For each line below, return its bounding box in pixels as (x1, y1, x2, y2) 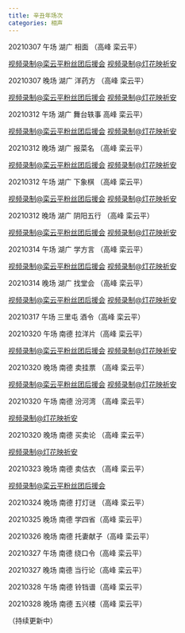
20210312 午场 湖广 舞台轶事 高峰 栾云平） (8, 109, 148, 119)
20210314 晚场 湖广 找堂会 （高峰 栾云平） (8, 278, 148, 288)
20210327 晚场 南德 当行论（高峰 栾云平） (8, 565, 147, 574)
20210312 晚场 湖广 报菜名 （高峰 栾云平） (8, 143, 148, 152)
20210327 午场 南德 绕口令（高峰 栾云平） (8, 548, 147, 558)
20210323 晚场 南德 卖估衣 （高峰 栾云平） (8, 464, 148, 473)
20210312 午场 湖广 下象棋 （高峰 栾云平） (8, 176, 148, 187)
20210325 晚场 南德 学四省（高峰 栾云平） (8, 514, 147, 524)
